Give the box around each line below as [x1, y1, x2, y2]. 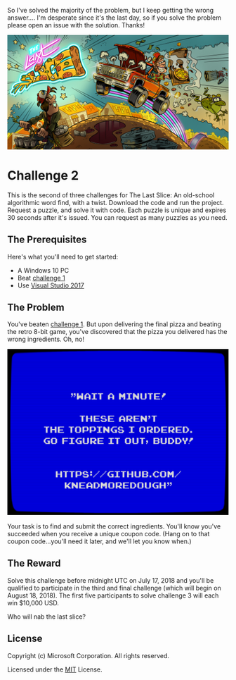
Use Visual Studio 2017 [17, 281, 84, 290]
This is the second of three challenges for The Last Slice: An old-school [7, 190, 215, 199]
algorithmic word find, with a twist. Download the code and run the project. [7, 198, 224, 206]
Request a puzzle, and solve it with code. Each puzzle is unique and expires [7, 206, 227, 214]
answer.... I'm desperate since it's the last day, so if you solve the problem [7, 13, 221, 22]
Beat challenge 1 [17, 273, 65, 282]
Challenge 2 [7, 168, 79, 184]
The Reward [7, 557, 61, 569]
